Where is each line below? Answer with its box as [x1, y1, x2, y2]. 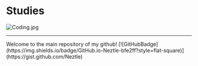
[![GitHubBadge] [118, 40, 159, 48]
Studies [6, 4, 45, 18]
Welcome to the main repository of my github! [6, 40, 118, 48]
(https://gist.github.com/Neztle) [6, 53, 83, 60]
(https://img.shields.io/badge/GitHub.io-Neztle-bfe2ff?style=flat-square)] [6, 47, 184, 54]
